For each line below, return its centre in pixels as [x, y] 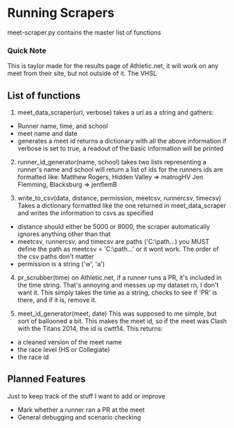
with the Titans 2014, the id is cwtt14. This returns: [90, 329]
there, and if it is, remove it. [57, 300]
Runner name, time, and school [63, 126]
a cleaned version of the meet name [70, 342]
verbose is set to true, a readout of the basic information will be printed [120, 148]
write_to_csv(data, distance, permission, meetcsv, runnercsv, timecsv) [119, 198]
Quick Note [27, 51]
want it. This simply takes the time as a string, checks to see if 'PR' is [117, 292]
